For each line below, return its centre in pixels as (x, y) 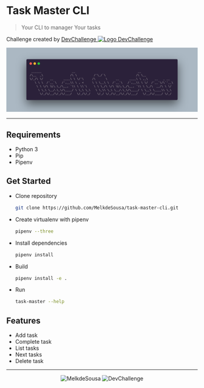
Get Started (29, 181)
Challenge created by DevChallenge (51, 39)
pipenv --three (34, 231)
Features (23, 320)
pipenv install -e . (41, 278)
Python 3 (26, 149)
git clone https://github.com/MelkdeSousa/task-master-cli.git (97, 208)
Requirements (33, 134)
